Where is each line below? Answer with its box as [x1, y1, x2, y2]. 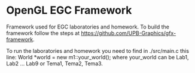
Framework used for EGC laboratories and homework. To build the [6, 23, 169, 30]
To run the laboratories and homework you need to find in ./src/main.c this [6, 47, 190, 54]
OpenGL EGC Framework [6, 4, 132, 17]
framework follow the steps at [6, 29, 80, 36]
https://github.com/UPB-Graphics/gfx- [80, 29, 176, 36]
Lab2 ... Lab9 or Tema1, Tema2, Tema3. [6, 60, 103, 67]
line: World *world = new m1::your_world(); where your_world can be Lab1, [6, 53, 190, 61]
